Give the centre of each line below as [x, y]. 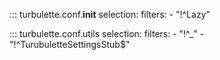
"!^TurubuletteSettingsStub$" [70, 44]
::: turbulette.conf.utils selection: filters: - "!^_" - [107, 33]
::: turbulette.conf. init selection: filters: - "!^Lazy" [110, 14]
